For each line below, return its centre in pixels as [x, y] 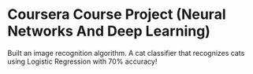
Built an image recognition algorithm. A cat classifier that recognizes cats [126, 53]
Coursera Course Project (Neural [117, 15]
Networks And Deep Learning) [109, 31]
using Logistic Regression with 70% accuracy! [82, 61]
